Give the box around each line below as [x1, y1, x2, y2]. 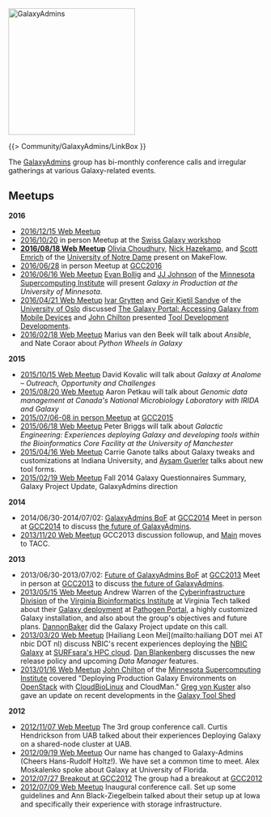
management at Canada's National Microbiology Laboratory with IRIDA [19, 395, 260, 405]
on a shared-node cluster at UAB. [19, 738, 132, 748]
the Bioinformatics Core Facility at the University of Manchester [19, 438, 234, 448]
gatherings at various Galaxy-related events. [8, 166, 156, 175]
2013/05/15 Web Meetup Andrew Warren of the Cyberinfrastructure [19, 587, 245, 597]
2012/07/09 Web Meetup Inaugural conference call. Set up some [19, 781, 236, 792]
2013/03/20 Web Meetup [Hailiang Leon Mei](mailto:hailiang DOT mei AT [19, 630, 264, 640]
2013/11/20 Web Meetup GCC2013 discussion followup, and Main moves [19, 530, 261, 539]
